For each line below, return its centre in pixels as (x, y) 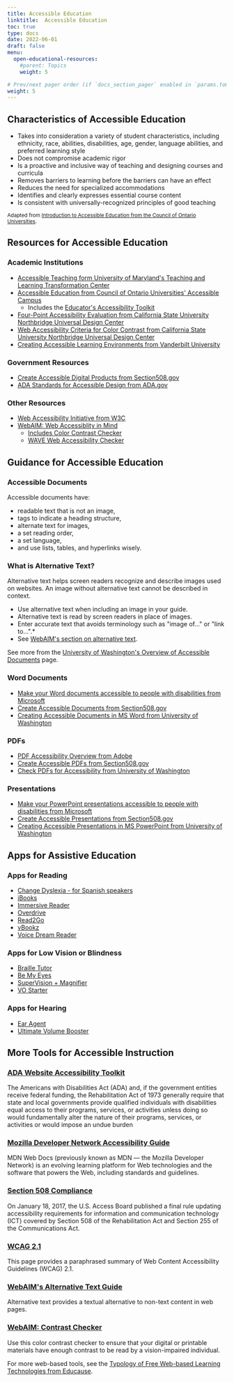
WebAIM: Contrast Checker (55, 1328)
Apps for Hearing (37, 1009)
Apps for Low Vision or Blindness (64, 953)
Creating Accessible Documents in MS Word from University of (108, 715)
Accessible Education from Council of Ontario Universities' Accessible (118, 293)
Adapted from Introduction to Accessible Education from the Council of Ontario (102, 216)
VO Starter (32, 991)
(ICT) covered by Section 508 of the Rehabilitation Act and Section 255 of (113, 1220)
